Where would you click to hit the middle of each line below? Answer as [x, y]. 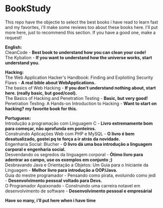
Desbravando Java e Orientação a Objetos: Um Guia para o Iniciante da [77, 165]
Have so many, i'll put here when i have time [51, 200]
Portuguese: [18, 118]
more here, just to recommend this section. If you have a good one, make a [81, 32]
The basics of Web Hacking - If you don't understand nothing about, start [81, 88]
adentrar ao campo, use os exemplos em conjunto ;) [59, 160]
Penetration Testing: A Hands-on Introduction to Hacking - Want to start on [81, 103]
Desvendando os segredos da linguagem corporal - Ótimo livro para [74, 154]
